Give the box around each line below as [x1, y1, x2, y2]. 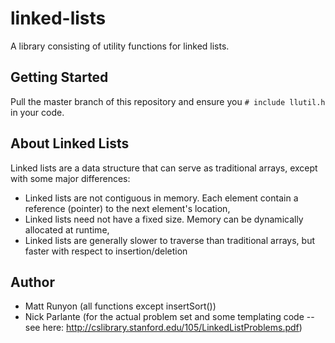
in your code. [10, 106, 65, 118]
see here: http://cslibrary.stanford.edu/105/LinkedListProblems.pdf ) [24, 322, 303, 334]
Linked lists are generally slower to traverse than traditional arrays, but [24, 234, 315, 246]
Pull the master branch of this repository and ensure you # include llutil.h [10, 95, 326, 107]
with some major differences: [10, 172, 131, 184]
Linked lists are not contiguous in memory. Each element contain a [24, 192, 299, 204]
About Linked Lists [10, 135, 130, 152]
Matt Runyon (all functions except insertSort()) [24, 300, 217, 312]
